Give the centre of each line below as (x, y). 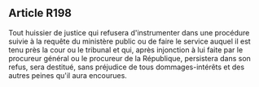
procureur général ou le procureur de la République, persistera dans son (129, 58)
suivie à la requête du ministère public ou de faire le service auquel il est (129, 41)
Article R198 (40, 13)
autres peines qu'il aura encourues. (68, 75)
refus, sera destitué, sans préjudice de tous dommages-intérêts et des (127, 67)
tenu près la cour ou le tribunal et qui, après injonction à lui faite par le (126, 50)
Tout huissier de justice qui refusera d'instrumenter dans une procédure (129, 32)
